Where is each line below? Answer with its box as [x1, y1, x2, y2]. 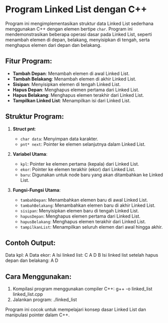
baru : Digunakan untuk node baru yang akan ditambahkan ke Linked [20, 172, 163, 178]
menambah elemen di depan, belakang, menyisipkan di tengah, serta [5, 37, 150, 43]
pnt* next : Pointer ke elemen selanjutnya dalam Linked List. [20, 141, 146, 147]
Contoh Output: [5, 238, 56, 247]
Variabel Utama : [12, 151, 48, 157]
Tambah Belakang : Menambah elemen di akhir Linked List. [12, 75, 136, 82]
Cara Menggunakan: [5, 272, 72, 281]
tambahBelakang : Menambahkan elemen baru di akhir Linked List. [20, 202, 156, 208]
